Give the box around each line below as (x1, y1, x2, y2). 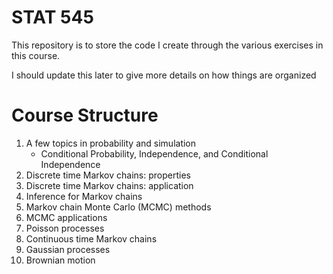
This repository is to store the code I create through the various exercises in (11, 39, 324, 51)
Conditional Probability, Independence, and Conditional (40, 147, 269, 160)
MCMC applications (25, 211, 108, 223)
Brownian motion (25, 254, 96, 266)
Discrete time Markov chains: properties (25, 169, 191, 181)
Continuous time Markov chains (25, 232, 158, 245)
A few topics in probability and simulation (25, 137, 197, 149)
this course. (11, 49, 61, 61)
